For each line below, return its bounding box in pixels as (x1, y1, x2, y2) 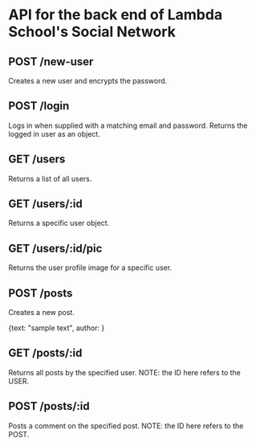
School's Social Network (8, 23, 177, 41)
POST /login (8, 99, 70, 113)
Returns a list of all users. (8, 174, 92, 183)
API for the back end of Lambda (8, 6, 223, 24)
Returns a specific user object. (8, 219, 110, 228)
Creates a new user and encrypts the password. (8, 76, 168, 85)
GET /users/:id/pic (8, 241, 103, 255)
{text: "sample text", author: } (8, 323, 105, 333)
